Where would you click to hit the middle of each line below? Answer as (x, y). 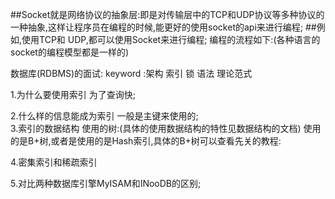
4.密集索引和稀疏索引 (54, 162)
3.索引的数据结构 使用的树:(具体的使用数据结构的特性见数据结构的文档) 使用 (166, 128)
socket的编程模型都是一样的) (69, 52)
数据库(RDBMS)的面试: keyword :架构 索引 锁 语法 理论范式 (131, 73)
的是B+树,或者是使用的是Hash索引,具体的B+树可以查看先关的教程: (146, 141)
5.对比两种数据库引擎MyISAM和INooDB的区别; (106, 183)
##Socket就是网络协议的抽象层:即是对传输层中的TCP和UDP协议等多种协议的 (167, 14)
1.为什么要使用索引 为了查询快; (73, 94)
